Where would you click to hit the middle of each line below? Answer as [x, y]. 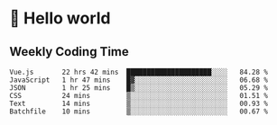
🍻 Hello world [60, 18]
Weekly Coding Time [69, 52]
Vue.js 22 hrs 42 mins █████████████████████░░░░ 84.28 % [139, 72]
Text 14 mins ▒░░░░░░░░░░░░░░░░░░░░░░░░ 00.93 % [139, 103]
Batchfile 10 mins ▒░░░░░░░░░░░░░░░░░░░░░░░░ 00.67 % [139, 112]
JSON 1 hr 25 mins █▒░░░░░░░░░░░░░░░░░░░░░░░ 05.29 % [139, 88]
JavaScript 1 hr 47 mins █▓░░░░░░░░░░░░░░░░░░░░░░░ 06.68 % [139, 80]
